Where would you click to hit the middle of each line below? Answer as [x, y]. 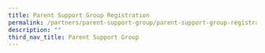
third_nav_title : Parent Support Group [74, 37]
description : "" [35, 30]
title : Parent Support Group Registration [79, 15]
